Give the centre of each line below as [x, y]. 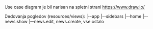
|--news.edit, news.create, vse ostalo [66, 22]
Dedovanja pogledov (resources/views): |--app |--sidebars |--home [73, 16]
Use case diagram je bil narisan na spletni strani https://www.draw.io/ [75, 7]
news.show [16, 22]
